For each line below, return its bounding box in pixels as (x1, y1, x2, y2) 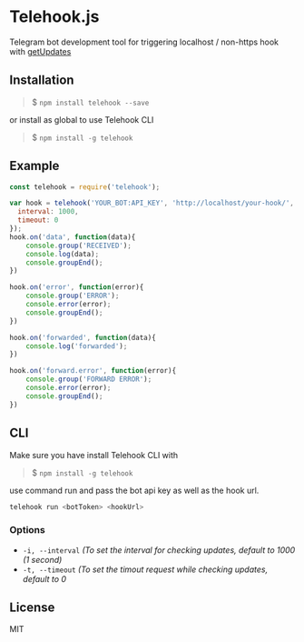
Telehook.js (9, 6, 100, 27)
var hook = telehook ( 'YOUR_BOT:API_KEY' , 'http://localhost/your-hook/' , (9, 198, 295, 208)
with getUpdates (9, 45, 72, 56)
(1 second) (22, 554, 63, 565)
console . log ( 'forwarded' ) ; (25, 341, 128, 351)
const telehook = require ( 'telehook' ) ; (9, 182, 161, 192)
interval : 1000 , (17, 207, 79, 216)
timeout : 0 (17, 216, 59, 225)
